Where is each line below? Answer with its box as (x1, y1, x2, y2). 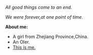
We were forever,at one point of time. (5, 14, 83, 20)
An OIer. (12, 39, 30, 45)
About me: (5, 24, 28, 30)
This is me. (12, 44, 36, 50)
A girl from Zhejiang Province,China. (12, 34, 88, 39)
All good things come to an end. (5, 5, 72, 10)
